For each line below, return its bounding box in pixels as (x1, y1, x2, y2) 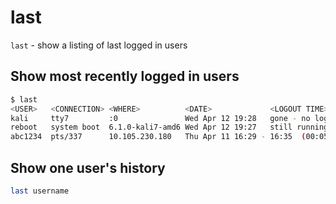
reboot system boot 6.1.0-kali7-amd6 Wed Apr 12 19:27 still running (10, 122, 329, 133)
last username (10, 186, 70, 196)
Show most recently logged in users (10, 68, 240, 85)
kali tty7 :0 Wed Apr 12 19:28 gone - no (10, 113, 311, 123)
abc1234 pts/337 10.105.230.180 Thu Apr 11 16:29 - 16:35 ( (10, 132, 307, 142)
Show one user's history (10, 159, 166, 176)
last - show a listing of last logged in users (10, 39, 188, 51)
